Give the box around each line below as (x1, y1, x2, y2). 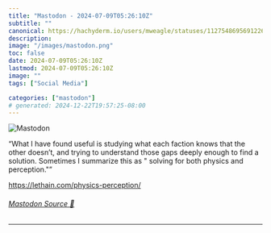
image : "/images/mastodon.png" (8, 42, 114, 50)
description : (8, 34, 52, 43)
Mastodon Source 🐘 (8, 198, 75, 208)
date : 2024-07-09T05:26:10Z (8, 57, 103, 65)
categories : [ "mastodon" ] (8, 94, 95, 102)
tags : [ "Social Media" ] (8, 79, 89, 87)
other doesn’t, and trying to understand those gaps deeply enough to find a (8, 148, 260, 157)
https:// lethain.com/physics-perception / (8, 181, 141, 190)
